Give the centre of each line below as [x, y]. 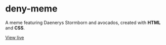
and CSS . [15, 27]
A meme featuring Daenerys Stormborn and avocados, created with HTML [83, 22]
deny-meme [31, 9]
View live [15, 37]
